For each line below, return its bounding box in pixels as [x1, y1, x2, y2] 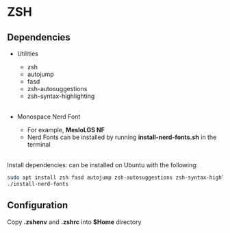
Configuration [7, 199, 68, 211]
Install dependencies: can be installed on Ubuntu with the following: [7, 161, 199, 169]
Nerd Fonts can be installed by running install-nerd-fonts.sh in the [27, 133, 217, 141]
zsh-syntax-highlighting [27, 92, 95, 100]
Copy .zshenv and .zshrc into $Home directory [7, 217, 142, 226]
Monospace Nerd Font [16, 112, 81, 121]
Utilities [16, 49, 39, 58]
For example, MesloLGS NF [27, 126, 105, 134]
